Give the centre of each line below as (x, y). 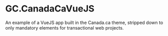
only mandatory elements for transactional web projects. (64, 27)
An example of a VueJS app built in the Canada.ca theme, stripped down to (84, 22)
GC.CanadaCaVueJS (50, 9)
